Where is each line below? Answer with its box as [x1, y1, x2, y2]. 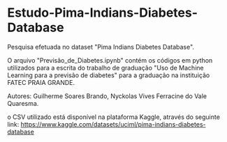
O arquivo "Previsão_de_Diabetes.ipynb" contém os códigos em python [7, 56, 213, 64]
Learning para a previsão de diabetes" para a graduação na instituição [7, 71, 210, 79]
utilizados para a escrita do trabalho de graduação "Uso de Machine [7, 63, 204, 72]
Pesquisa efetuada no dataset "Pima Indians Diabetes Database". [7, 42, 194, 51]
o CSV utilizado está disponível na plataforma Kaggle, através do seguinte [7, 113, 220, 121]
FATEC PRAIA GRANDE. [7, 78, 75, 86]
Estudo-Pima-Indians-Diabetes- [7, 5, 198, 21]
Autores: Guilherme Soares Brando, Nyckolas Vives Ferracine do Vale [7, 92, 207, 100]
